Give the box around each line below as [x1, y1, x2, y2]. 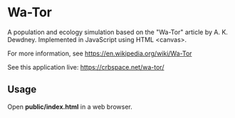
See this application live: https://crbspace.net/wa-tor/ [7, 63, 164, 71]
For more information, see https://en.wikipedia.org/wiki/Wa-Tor [7, 49, 192, 58]
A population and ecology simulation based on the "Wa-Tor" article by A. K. [7, 28, 228, 36]
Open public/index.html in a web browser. [7, 102, 133, 111]
